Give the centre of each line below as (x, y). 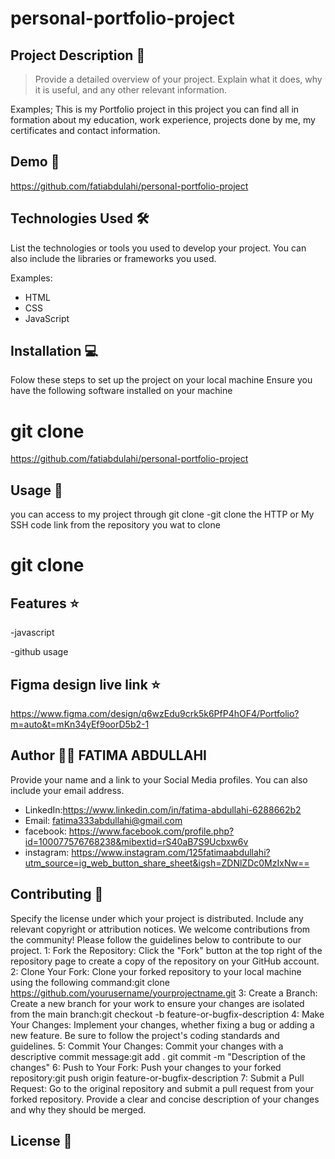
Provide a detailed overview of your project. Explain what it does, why (178, 79)
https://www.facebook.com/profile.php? (151, 831)
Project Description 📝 (78, 55)
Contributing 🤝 (57, 894)
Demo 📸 (35, 162)
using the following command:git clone (90, 982)
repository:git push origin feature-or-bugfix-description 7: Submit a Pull (157, 1078)
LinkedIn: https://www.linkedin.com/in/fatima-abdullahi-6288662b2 (163, 809)
